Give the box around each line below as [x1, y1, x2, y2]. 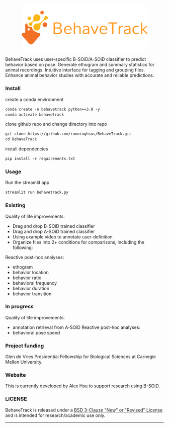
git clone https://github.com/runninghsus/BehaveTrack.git [5, 131, 132, 137]
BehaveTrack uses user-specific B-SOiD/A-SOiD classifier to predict [5, 56, 146, 62]
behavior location [12, 269, 49, 275]
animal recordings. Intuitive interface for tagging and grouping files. [5, 67, 145, 73]
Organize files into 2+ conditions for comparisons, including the [12, 239, 145, 245]
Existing [5, 202, 26, 209]
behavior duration [12, 285, 49, 291]
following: [12, 244, 33, 250]
